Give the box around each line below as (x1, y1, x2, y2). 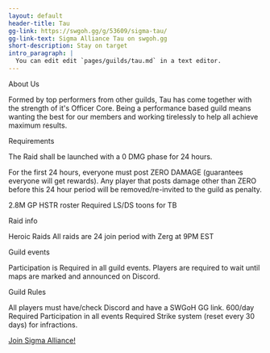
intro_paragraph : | (8, 49, 74, 57)
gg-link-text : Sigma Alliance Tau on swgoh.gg (8, 34, 168, 43)
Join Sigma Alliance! (8, 335, 77, 345)
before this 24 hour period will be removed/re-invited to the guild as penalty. (8, 184, 262, 194)
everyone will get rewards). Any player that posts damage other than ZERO (8, 175, 256, 186)
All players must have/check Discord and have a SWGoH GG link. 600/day (8, 302, 255, 312)
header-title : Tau (8, 19, 70, 27)
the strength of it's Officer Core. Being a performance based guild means (8, 103, 251, 113)
